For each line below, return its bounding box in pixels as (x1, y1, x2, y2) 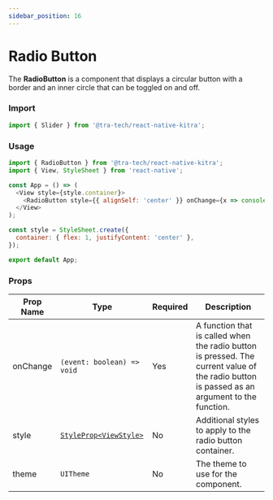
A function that (196, 320, 253, 331)
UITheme (60, 469, 90, 478)
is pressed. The (196, 350, 255, 362)
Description (205, 301, 252, 312)
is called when (196, 330, 251, 341)
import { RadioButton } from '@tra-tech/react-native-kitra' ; (8, 159, 223, 167)
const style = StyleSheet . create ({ (8, 226, 129, 234)
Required (152, 301, 188, 312)
